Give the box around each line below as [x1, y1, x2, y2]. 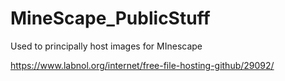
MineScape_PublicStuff [10, 7, 211, 30]
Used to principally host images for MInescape [10, 40, 203, 52]
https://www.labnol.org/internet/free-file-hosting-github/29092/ [10, 59, 275, 71]
